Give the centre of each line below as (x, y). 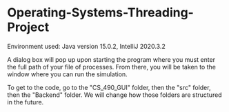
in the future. (26, 102)
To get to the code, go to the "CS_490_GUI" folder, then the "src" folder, (109, 87)
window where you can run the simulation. (67, 74)
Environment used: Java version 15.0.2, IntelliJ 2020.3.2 (86, 46)
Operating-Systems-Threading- (101, 13)
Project (28, 27)
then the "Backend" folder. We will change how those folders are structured (114, 95)
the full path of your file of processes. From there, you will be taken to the (111, 67)
